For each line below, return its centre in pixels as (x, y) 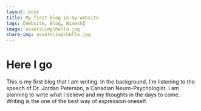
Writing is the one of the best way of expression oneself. (77, 101)
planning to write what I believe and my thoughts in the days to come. (93, 95)
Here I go (29, 65)
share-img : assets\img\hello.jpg (49, 35)
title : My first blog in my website (53, 18)
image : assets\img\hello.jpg (43, 29)
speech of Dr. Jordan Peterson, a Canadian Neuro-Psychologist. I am (93, 88)
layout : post (23, 12)
